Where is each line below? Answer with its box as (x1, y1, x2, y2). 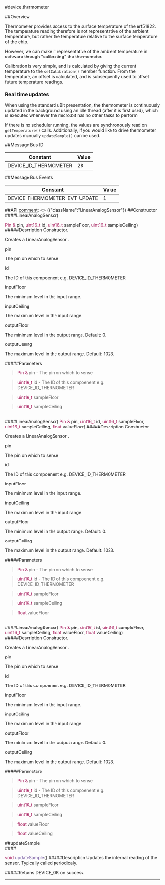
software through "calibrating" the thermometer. (5, 54, 103, 59)
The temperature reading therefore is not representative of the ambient (5, 29, 149, 34)
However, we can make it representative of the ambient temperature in (5, 49, 148, 54)
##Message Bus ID (5, 142, 44, 148)
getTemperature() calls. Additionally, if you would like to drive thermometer (5, 127, 156, 133)
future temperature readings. (5, 79, 64, 85)
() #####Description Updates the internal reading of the (44, 855, 158, 861)
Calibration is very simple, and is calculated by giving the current (5, 63, 137, 69)
